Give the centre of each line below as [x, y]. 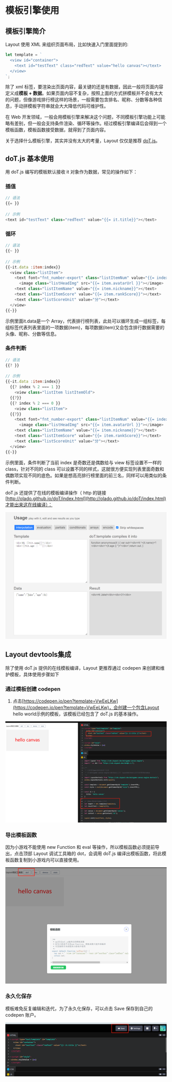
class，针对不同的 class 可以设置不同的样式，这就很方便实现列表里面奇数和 [85, 469]
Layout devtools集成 [38, 654]
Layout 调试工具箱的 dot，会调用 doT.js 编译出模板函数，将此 [98, 853]
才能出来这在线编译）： [29, 504]
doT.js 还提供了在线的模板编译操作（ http [49, 492]
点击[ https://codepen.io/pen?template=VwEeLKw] [65, 701]
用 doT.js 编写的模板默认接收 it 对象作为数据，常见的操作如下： [71, 172]
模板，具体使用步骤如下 [34, 674]
